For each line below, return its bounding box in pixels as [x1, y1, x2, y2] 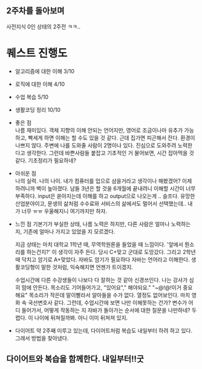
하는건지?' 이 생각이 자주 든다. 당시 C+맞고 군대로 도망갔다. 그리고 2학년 [26, 248, 196, 255]
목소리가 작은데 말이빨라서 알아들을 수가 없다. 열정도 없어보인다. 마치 [29, 291, 191, 298]
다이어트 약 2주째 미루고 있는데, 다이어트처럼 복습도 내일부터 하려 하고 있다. [15, 327, 192, 334]
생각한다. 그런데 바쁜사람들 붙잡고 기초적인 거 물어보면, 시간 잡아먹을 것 [26, 149, 195, 156]
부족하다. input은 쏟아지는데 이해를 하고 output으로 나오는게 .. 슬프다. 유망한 [15, 192, 195, 200]
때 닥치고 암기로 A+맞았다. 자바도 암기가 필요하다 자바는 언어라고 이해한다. [15, 256, 191, 263]
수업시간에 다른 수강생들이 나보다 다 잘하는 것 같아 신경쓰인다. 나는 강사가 [15, 276, 188, 283]
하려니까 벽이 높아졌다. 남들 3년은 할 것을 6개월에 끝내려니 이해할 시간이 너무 [15, 184, 196, 192]
